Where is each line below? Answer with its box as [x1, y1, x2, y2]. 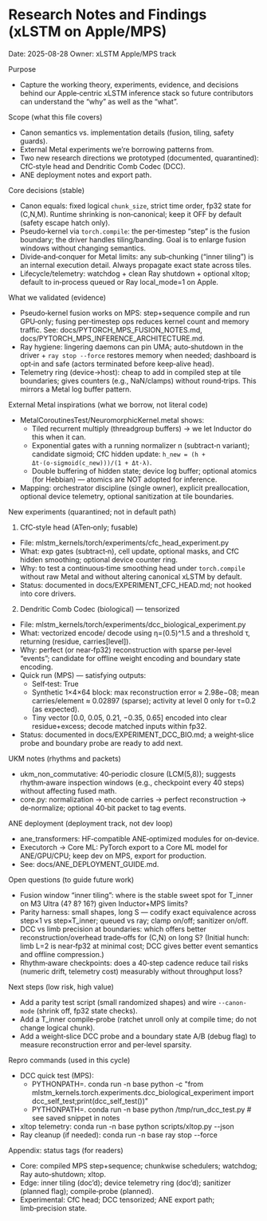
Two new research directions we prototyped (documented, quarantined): [19, 153, 259, 163]
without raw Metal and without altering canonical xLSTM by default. [19, 572, 242, 581]
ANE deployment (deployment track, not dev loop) [8, 818, 173, 828]
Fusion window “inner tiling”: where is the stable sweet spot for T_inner [19, 890, 253, 900]
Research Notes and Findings [8, 6, 207, 24]
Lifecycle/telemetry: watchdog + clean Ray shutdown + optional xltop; [19, 269, 250, 278]
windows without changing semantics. [19, 243, 146, 253]
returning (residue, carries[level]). [19, 636, 132, 646]
